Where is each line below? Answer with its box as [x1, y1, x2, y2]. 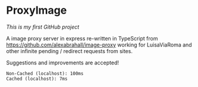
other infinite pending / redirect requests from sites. [6, 47, 133, 54]
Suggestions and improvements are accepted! [6, 59, 119, 66]
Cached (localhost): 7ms [6, 76, 68, 82]
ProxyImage [6, 4, 67, 17]
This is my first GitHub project [6, 23, 80, 30]
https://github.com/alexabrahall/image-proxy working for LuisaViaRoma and [6, 41, 192, 48]
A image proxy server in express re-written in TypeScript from [6, 35, 158, 42]
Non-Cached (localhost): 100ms [6, 70, 84, 76]
